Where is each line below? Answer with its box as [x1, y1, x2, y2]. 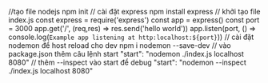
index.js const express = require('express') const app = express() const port [8, 15, 260, 25]
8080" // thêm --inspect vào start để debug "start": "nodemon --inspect [8, 57, 246, 67]
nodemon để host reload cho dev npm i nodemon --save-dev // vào [8, 41, 231, 50]
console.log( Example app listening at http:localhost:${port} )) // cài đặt [8, 32, 254, 41]
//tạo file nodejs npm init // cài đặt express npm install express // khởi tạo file [8, 7, 261, 16]
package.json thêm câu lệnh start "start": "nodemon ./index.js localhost [8, 49, 244, 58]
